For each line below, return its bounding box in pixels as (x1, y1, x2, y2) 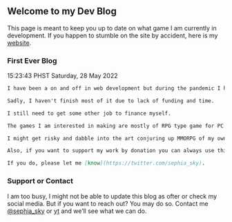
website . (7, 38, 32, 47)
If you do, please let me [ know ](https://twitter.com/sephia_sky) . (7, 160, 206, 167)
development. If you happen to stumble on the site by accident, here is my (7, 31, 218, 39)
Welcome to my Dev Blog (7, 6, 117, 17)
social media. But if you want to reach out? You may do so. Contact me (7, 199, 209, 207)
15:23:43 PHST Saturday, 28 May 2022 (7, 72, 118, 80)
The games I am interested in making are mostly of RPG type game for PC (7, 122, 224, 129)
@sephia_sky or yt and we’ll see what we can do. (7, 207, 147, 215)
